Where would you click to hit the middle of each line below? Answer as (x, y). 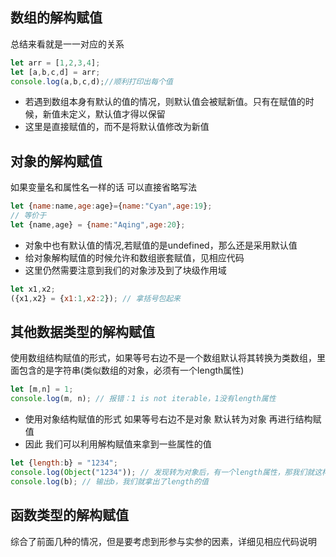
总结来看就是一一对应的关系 (67, 44)
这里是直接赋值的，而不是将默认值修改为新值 (117, 127)
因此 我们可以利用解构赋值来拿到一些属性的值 (118, 444)
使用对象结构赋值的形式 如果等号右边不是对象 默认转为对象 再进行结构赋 (173, 419)
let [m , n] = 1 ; (42, 389)
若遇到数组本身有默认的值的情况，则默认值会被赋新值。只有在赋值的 (165, 102)
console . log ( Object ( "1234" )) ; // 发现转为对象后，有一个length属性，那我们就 (162, 473)
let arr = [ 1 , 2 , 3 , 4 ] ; (55, 63)
